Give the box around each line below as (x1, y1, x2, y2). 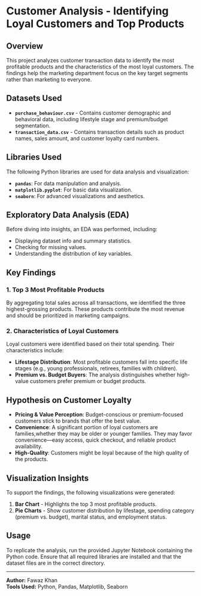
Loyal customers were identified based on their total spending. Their (6, 340, 175, 348)
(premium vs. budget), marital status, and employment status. (14, 513, 167, 520)
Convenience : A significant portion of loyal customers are (14, 424, 159, 431)
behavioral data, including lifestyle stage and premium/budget (14, 115, 168, 122)
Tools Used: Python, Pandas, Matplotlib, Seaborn (6, 583, 128, 590)
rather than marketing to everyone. (6, 76, 92, 83)
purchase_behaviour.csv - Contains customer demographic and (14, 109, 172, 116)
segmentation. (14, 122, 51, 129)
